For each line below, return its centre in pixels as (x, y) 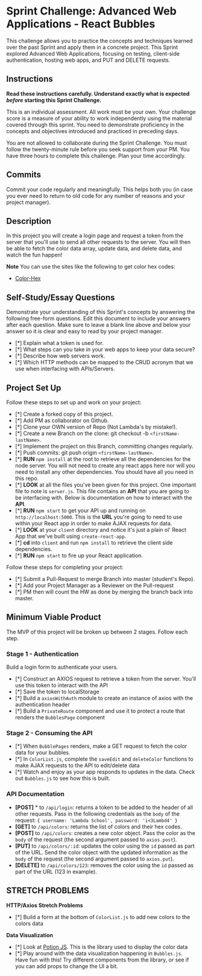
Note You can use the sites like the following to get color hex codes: (91, 267)
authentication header (43, 705)
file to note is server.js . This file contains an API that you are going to (102, 491)
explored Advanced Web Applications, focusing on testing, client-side (93, 53)
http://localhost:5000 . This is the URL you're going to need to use (99, 517)
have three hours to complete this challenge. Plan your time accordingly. (96, 156)
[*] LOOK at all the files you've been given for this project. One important (106, 485)
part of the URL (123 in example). (56, 871)
